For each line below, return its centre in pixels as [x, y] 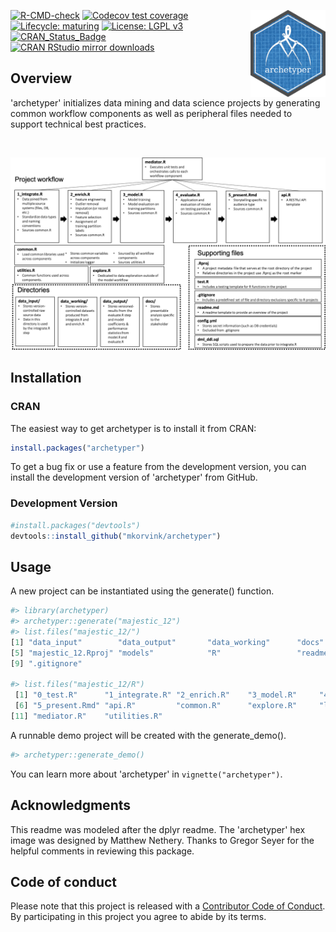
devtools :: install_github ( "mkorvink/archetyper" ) [116, 536]
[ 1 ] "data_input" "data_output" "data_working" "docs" [167, 642]
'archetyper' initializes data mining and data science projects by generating [165, 102]
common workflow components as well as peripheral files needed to [151, 113]
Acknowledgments [71, 805]
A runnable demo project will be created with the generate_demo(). [148, 735]
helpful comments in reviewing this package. [102, 851]
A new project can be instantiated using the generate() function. [142, 591]
